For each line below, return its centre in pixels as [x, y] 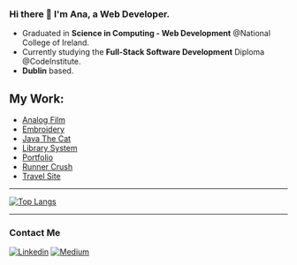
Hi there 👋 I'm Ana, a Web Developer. [90, 14]
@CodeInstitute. [51, 62]
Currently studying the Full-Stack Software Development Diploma [143, 52]
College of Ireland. [56, 42]
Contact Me [35, 233]
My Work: [37, 98]
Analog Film [44, 120]
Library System [49, 148]
